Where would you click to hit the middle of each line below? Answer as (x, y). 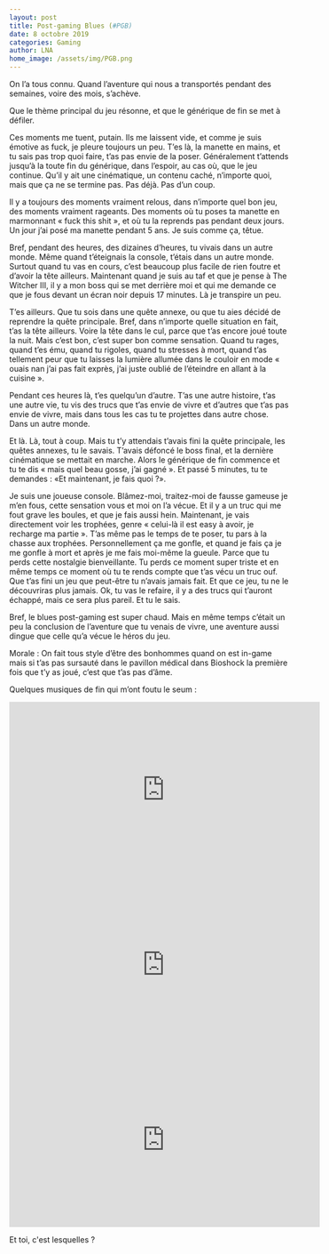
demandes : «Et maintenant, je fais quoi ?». (88, 478)
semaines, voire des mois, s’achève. (75, 93)
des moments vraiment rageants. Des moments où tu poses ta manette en (145, 211)
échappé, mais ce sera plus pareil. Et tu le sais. (95, 600)
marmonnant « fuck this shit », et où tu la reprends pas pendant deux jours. (147, 221)
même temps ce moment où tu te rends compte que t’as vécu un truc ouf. (143, 571)
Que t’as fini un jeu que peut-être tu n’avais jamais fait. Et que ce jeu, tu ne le (149, 581)
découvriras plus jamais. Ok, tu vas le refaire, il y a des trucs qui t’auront (141, 591)
